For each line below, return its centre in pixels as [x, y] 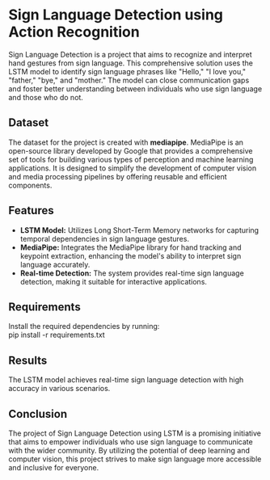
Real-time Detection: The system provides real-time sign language [132, 273]
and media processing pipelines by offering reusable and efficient [118, 176]
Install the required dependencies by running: [84, 326]
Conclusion [38, 414]
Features [31, 211]
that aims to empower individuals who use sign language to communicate [131, 442]
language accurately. [55, 264]
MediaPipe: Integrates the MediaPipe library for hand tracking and [131, 247]
